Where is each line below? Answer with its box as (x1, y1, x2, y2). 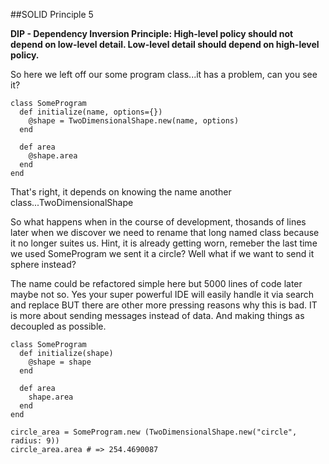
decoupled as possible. (10, 320, 107, 332)
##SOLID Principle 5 (10, 9, 94, 20)
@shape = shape (28, 357, 92, 367)
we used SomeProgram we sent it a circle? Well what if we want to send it (10, 248, 315, 259)
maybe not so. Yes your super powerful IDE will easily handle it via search (10, 289, 315, 300)
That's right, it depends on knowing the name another (10, 186, 232, 198)
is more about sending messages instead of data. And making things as (10, 310, 305, 321)
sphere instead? (10, 259, 77, 270)
